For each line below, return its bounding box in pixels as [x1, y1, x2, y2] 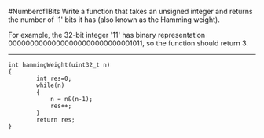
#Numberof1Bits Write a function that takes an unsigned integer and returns [8, 7, 253, 16]
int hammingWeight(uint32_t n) [8, 61, 111, 69]
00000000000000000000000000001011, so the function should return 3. [8, 38, 249, 48]
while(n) [36, 82, 65, 89]
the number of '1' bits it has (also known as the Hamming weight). [8, 15, 220, 24]
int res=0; [36, 74, 72, 82]
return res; [36, 116, 76, 124]
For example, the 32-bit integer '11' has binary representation [8, 31, 206, 39]
